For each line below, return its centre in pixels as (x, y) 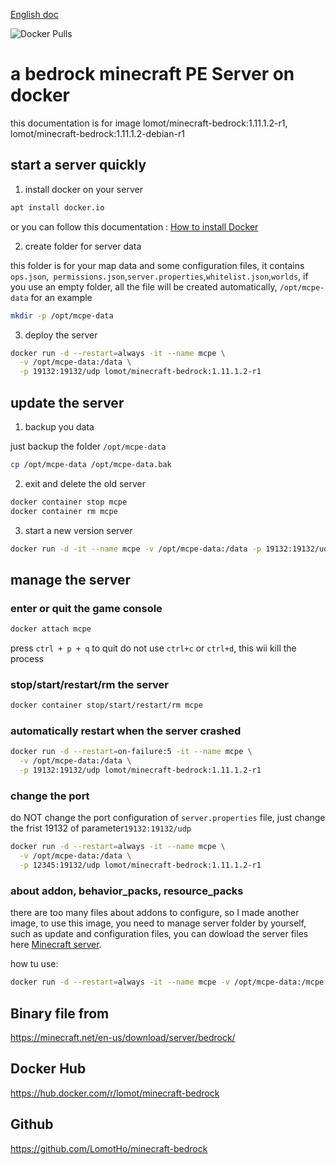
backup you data (59, 426)
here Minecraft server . (56, 945)
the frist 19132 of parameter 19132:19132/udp (101, 828)
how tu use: (34, 964)
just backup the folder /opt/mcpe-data (88, 446)
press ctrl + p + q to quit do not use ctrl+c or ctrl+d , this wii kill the (153, 648)
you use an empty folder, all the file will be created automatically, (144, 286)
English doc (34, 14)
